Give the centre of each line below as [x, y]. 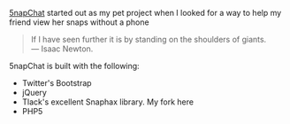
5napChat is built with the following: [74, 66]
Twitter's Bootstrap [57, 83]
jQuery [34, 93]
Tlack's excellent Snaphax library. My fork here [108, 102]
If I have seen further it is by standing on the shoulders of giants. [149, 39]
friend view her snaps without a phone [79, 22]
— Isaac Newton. [62, 49]
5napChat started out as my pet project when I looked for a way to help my [145, 13]
